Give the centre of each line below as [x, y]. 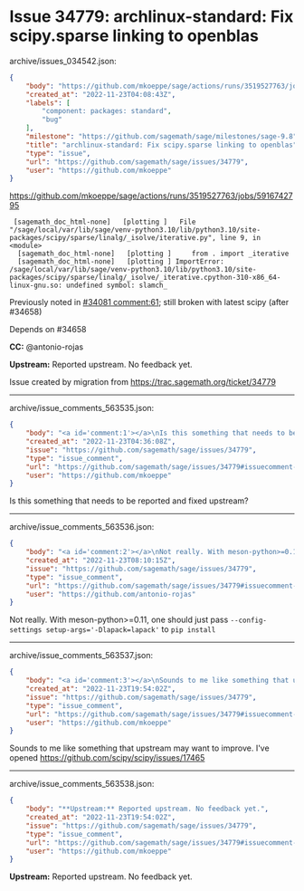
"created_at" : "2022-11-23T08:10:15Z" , [101, 560]
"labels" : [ [48, 103]
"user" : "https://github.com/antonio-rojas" [111, 594]
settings [26, 630]
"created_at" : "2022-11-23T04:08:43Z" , [101, 94]
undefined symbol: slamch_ [117, 286]
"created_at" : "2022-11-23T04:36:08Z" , [101, 442]
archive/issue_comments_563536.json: [82, 527]
